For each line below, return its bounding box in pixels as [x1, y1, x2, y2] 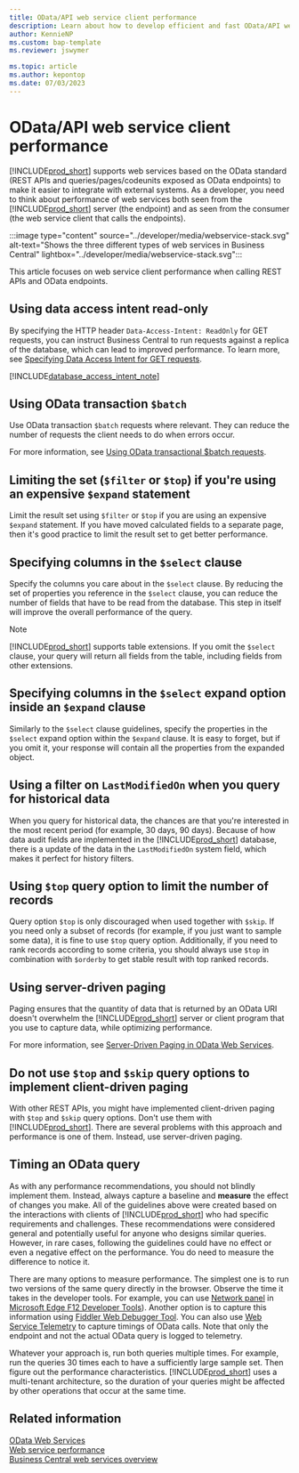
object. [9, 751, 36, 762]
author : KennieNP [9, 29, 74, 38]
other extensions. [9, 660, 74, 670]
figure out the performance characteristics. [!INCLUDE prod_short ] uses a [9, 1366, 278, 1377]
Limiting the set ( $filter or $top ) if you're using [9, 473, 277, 488]
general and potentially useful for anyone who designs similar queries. [9, 1227, 267, 1238]
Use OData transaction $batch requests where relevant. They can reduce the [9, 420, 290, 431]
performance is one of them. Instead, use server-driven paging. [9, 1131, 243, 1142]
